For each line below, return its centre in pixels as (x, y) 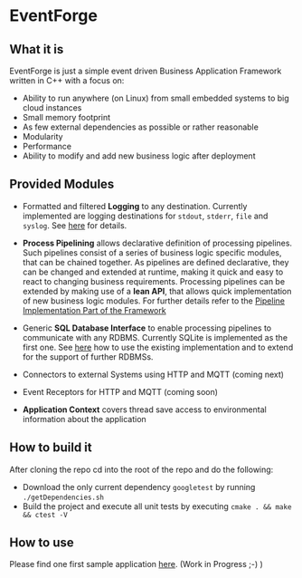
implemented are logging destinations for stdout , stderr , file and (145, 216)
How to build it (51, 448)
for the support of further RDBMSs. (88, 356)
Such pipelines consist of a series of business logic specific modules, (152, 252)
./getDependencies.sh (63, 497)
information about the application (84, 419)
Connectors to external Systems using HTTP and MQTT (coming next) (153, 374)
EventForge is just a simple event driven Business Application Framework (146, 71)
